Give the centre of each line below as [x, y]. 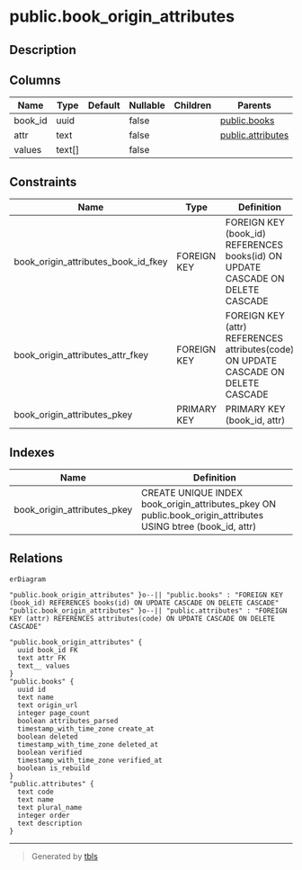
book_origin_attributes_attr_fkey [81, 355]
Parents [254, 105]
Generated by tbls [65, 856]
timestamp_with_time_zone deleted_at [88, 744]
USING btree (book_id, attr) [199, 526]
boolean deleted [48, 736]
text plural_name [50, 807]
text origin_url [48, 705]
